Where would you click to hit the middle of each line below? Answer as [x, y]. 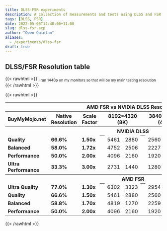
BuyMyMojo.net [27, 119]
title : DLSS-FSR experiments [35, 10]
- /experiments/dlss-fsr [35, 42]
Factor [90, 122]
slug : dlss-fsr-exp [25, 28]
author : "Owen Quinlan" [30, 33]
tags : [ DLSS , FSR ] [24, 19]
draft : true [17, 47]
